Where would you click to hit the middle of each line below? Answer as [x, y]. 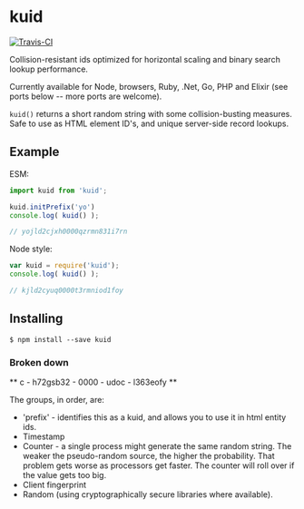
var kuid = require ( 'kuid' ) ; [64, 266]
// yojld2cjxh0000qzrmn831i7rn [69, 232]
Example [34, 152]
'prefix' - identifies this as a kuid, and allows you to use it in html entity [154, 417]
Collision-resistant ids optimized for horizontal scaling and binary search [145, 59]
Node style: [31, 249]
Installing [36, 319]
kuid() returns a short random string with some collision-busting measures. [151, 113]
